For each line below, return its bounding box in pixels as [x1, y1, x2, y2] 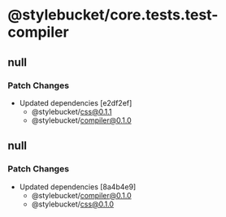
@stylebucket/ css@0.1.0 [31, 199, 115, 209]
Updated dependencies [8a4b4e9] [19, 181, 137, 192]
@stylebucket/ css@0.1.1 [31, 106, 112, 116]
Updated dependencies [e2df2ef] [19, 98, 133, 107]
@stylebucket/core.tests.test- [7, 6, 219, 24]
